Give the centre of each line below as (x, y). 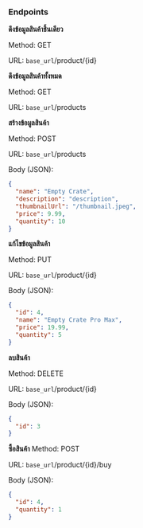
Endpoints (29, 12)
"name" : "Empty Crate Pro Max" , (69, 320)
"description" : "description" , (67, 199)
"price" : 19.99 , (42, 328)
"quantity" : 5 (39, 334)
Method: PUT (30, 260)
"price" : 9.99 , (41, 213)
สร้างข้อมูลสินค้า (29, 123)
